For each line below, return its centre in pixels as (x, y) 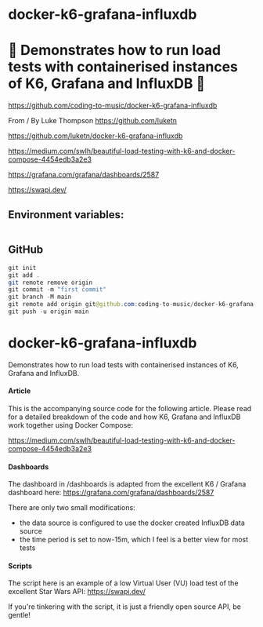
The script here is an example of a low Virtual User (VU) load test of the (123, 583)
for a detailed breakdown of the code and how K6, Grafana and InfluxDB (124, 417)
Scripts (20, 566)
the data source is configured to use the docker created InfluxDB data (132, 523)
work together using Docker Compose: (71, 425)
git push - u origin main (49, 312)
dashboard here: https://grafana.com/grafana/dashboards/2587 (111, 493)
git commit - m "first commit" (58, 290)
